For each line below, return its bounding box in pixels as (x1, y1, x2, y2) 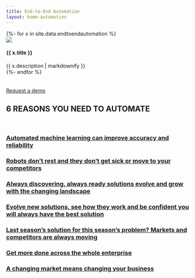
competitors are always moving (6, 233, 98, 241)
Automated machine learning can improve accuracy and (6, 134, 169, 142)
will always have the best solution (6, 210, 104, 218)
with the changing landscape (6, 187, 91, 196)
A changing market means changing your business (6, 264, 154, 272)
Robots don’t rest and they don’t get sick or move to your (6, 157, 171, 165)
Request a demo (6, 87, 46, 94)
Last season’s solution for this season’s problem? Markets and (6, 226, 187, 234)
